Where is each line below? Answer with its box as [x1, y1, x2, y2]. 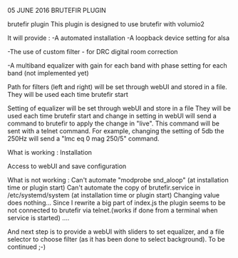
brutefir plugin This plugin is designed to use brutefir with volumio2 [7, 20, 205, 28]
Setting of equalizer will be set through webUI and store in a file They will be [7, 104, 232, 113]
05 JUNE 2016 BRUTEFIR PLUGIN [7, 6, 107, 14]
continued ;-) [7, 242, 46, 251]
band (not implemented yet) [7, 69, 89, 77]
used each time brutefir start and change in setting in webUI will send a [7, 112, 217, 120]
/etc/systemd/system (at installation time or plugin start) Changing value [7, 191, 219, 199]
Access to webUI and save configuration [7, 162, 127, 170]
